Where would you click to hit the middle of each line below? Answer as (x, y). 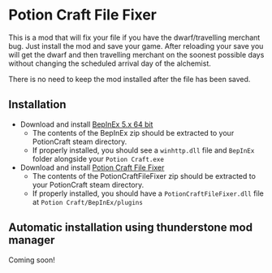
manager (32, 240)
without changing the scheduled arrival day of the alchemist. (110, 63)
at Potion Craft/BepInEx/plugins (88, 201)
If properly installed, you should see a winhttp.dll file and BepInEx (143, 150)
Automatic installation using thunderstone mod (131, 228)
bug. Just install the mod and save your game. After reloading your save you (136, 45)
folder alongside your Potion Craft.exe (98, 158)
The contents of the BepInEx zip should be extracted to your (133, 132)
